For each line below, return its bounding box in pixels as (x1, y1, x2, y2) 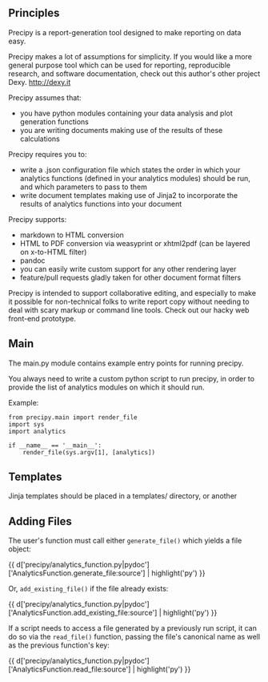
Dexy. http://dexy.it (8, 77, 71, 87)
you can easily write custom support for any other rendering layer (19, 264, 237, 273)
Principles (8, 6, 60, 20)
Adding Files (8, 515, 72, 528)
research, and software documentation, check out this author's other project (8, 68, 261, 79)
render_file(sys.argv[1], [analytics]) (22, 448, 156, 456)
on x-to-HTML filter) (19, 247, 87, 256)
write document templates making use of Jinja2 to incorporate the (19, 190, 238, 200)
